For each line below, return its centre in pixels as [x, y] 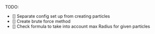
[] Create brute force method [41, 21]
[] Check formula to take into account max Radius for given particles [81, 26]
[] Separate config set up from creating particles [61, 16]
